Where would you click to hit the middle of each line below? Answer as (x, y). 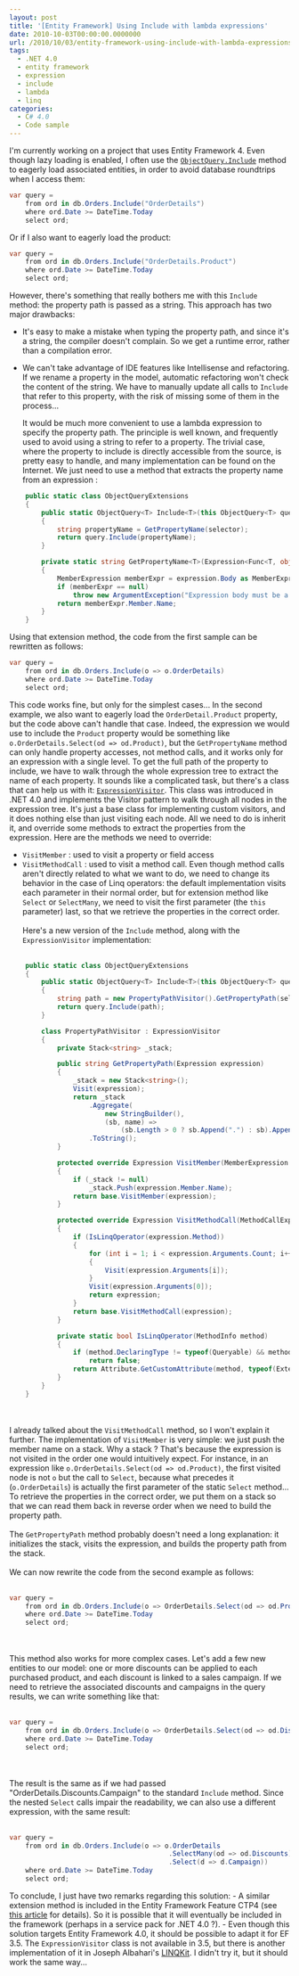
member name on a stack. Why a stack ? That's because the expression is (145, 1448)
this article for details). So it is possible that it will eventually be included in (145, 1915)
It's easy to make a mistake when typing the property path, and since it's (155, 332)
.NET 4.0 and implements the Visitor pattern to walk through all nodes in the (148, 799)
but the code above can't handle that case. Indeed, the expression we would (149, 724)
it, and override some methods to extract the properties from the (128, 828)
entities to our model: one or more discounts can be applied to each (133, 1669)
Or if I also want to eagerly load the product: (90, 237)
